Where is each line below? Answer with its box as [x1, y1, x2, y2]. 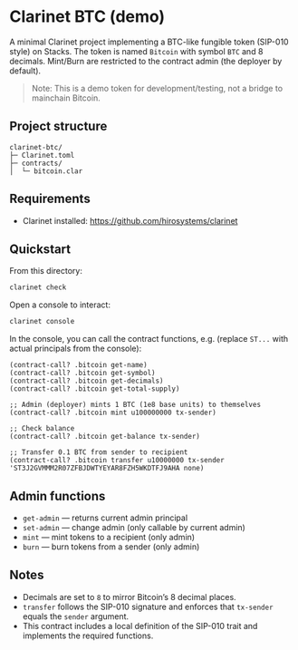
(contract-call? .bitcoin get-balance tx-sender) [9, 432, 201, 441]
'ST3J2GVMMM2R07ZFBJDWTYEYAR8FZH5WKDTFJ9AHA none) [9, 464, 205, 473]
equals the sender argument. [22, 610, 130, 622]
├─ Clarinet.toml [9, 150, 75, 160]
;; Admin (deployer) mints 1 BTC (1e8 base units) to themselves [9, 401, 261, 410]
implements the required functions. [22, 630, 154, 641]
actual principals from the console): [9, 343, 142, 354]
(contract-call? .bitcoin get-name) [9, 361, 148, 370]
